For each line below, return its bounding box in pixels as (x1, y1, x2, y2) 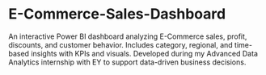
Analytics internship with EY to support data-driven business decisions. (8, 57, 247, 67)
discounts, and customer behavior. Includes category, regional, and (8, 40, 233, 49)
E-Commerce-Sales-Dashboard (8, 5, 226, 23)
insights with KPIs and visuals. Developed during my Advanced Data (31, 48, 259, 58)
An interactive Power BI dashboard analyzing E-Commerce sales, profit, (8, 31, 247, 41)
